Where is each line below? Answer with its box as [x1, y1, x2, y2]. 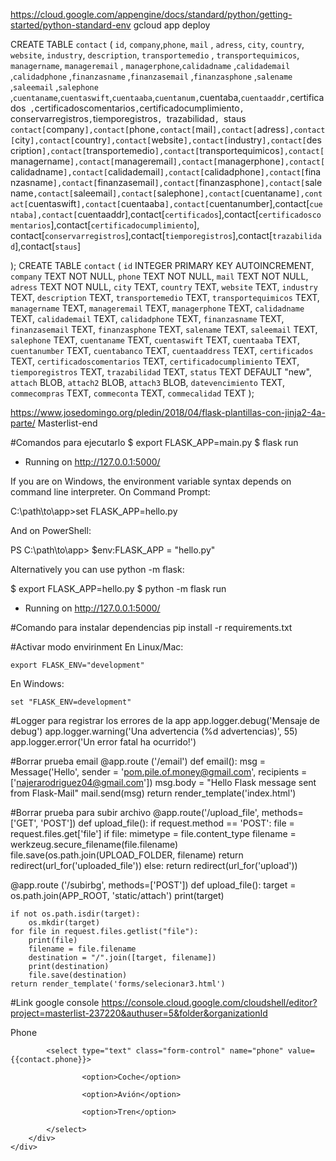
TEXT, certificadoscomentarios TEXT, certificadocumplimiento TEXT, [10, 355, 300, 367]
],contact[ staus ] [14, 240, 82, 252]
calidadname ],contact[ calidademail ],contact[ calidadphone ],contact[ [10, 166, 306, 178]
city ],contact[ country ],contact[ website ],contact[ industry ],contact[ [14, 134, 307, 146]
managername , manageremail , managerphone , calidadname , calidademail [10, 60, 291, 71]
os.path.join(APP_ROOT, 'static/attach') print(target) [10, 890, 225, 901]
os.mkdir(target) [28, 918, 101, 928]
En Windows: [10, 678, 65, 689]
